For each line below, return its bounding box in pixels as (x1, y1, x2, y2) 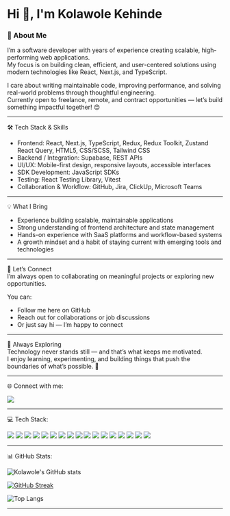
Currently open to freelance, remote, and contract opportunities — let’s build (7, 96, 223, 104)
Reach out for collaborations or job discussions (16, 313, 151, 321)
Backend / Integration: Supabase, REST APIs (16, 153, 143, 162)
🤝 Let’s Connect (7, 265, 52, 273)
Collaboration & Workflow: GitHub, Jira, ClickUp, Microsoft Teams (16, 183, 203, 191)
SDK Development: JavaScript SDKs (16, 168, 120, 177)
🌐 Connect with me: (7, 382, 64, 390)
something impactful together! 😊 (7, 103, 101, 112)
